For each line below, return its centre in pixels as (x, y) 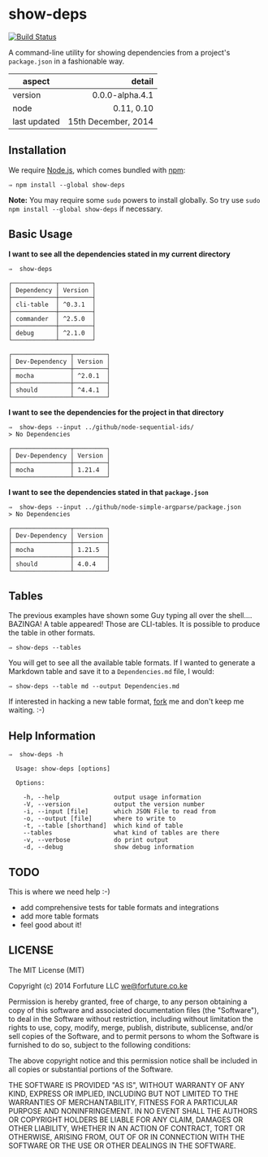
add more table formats (59, 916)
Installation (37, 150)
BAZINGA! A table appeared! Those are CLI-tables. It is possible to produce (134, 625)
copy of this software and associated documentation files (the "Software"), (134, 1010)
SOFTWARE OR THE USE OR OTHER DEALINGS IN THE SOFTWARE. (122, 1146)
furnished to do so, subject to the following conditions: (99, 1045)
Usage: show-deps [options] (63, 769)
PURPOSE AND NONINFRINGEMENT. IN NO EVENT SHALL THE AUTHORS (133, 1111)
